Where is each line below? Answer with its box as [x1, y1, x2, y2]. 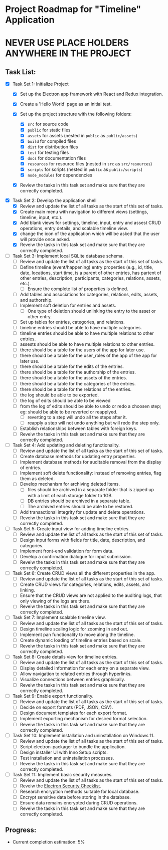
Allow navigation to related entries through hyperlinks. [20, 671, 132, 677]
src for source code [27, 121, 69, 127]
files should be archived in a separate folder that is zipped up [27, 487, 154, 493]
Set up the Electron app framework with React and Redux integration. [20, 91, 163, 97]
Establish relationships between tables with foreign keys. [20, 425, 137, 432]
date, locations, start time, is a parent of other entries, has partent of [20, 270, 161, 276]
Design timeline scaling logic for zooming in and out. [20, 625, 129, 632]
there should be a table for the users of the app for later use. [20, 347, 145, 353]
